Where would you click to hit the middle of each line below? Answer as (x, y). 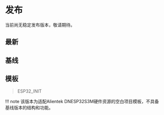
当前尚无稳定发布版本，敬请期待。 (40, 25)
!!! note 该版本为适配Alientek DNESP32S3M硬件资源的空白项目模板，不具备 (82, 101)
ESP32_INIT (30, 91)
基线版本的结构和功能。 (29, 108)
